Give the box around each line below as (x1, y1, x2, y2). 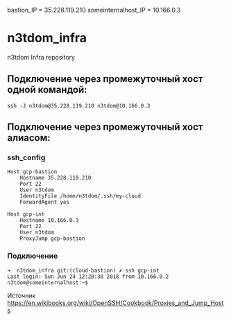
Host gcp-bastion (7, 168, 58, 175)
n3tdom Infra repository (7, 53, 75, 61)
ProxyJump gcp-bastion (19, 235, 85, 242)
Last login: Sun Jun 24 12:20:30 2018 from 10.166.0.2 (7, 273, 169, 280)
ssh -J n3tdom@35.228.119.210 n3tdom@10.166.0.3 (7, 102, 151, 110)
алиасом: (7, 132, 51, 144)
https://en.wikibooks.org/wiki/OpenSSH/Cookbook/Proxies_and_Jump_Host (7, 298, 224, 307)
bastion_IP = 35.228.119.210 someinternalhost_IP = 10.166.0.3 (7, 6, 181, 14)
